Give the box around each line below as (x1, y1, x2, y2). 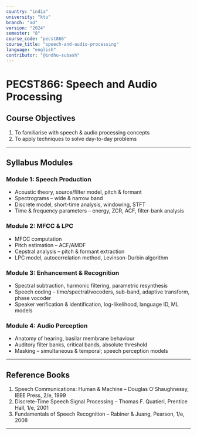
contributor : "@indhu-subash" (6, 52, 80, 58)
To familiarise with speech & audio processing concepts (14, 129, 150, 136)
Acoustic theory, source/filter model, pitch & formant (14, 188, 142, 195)
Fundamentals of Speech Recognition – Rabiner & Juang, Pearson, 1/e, (14, 410, 185, 417)
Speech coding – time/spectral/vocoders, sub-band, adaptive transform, (14, 288, 190, 295)
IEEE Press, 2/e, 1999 (14, 392, 66, 399)
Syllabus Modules (6, 158, 73, 168)
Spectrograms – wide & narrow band (14, 195, 103, 202)
